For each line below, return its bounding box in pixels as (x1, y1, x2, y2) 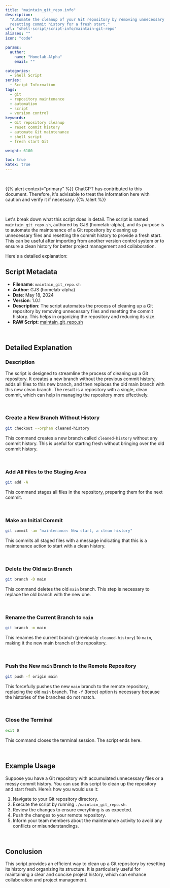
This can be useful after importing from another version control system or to (5, 238, 164, 244)
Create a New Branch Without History (5, 414, 100, 421)
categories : (5, 68, 30, 74)
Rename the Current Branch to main (5, 614, 94, 621)
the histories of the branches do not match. (5, 694, 96, 700)
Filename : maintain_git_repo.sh (12, 281, 81, 287)
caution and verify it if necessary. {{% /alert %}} (5, 196, 107, 202)
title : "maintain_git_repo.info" (5, 7, 76, 13)
